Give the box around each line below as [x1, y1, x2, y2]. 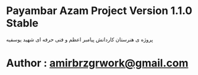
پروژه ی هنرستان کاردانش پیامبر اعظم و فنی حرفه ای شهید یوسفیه [6, 36, 154, 43]
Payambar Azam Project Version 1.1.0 [6, 4, 193, 18]
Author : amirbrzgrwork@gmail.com [6, 57, 189, 70]
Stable [6, 16, 38, 30]
